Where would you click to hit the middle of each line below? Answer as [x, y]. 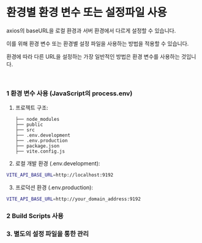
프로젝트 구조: [32, 108]
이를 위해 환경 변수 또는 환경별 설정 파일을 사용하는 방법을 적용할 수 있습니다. [98, 43]
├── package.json [37, 146]
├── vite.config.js [40, 151]
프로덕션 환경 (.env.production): [54, 187]
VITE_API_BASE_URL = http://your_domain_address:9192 [73, 199]
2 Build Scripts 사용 [35, 216]
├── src [25, 130]
